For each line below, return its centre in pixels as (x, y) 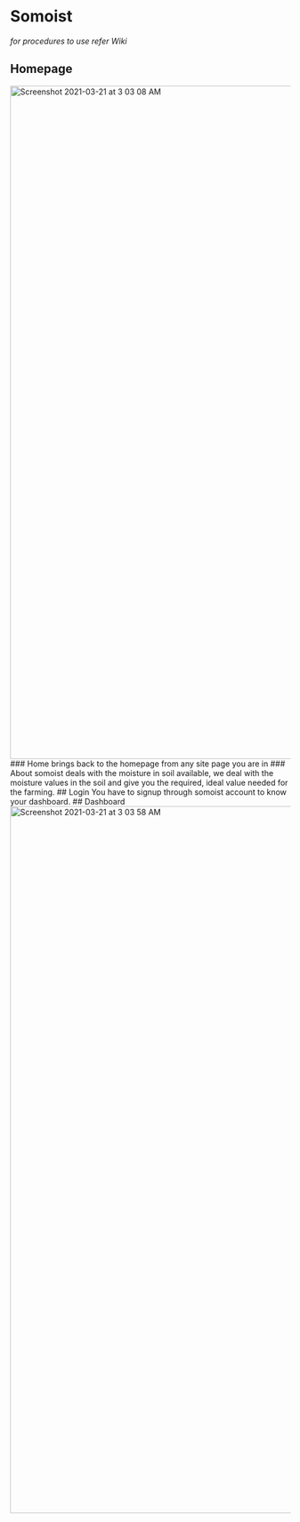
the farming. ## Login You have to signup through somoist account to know (149, 792)
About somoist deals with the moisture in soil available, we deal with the (142, 773)
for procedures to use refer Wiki (69, 41)
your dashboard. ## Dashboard (68, 801)
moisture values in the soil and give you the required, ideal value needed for (149, 782)
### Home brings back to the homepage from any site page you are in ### (148, 764)
